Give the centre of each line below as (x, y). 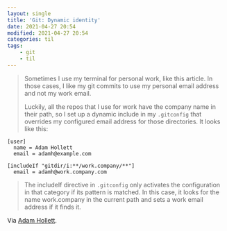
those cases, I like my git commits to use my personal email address (121, 86)
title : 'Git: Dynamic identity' (54, 20)
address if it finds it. (52, 207)
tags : (15, 46)
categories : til (31, 40)
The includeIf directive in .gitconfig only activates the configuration (122, 185)
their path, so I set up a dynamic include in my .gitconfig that (113, 114)
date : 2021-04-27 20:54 (42, 26)
